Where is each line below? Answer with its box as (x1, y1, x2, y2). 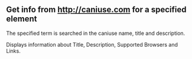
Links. (6, 47, 21, 54)
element (6, 14, 37, 24)
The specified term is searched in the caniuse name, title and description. (6, 29, 186, 37)
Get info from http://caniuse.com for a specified (6, 5, 187, 15)
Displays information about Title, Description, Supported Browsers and (6, 41, 178, 48)
